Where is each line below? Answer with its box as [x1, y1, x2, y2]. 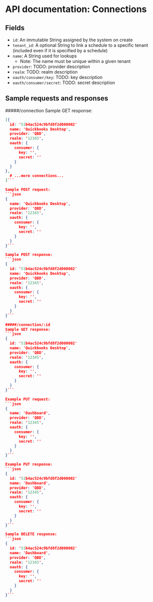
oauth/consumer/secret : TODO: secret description [12, 79, 115, 85]
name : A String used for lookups [12, 53, 77, 59]
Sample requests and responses [5, 94, 108, 103]
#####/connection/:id [5, 322, 51, 327]
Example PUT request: [5, 396, 51, 402]
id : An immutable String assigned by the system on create [12, 37, 133, 43]
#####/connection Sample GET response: [5, 107, 93, 114]
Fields [5, 24, 25, 32]
